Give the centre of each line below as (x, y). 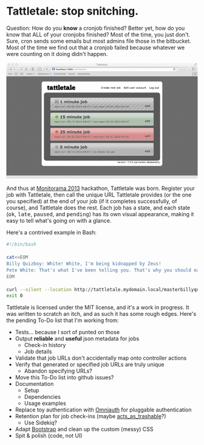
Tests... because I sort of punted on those (67, 332)
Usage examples (45, 404)
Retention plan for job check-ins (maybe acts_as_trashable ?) (90, 416)
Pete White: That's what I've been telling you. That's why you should (99, 270)
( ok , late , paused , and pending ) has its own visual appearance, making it (100, 214)
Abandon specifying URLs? (58, 371)
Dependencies (42, 397)
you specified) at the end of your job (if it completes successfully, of (92, 201)
